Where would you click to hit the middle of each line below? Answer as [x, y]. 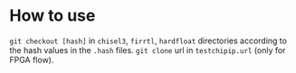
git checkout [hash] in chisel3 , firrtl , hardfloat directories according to [148, 41]
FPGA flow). [32, 59]
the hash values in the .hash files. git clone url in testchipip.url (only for [148, 50]
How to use [53, 16]
